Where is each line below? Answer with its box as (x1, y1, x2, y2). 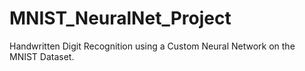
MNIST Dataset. (9, 50, 75, 62)
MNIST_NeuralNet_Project (9, 7, 232, 30)
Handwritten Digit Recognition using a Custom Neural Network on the (9, 40, 296, 52)
